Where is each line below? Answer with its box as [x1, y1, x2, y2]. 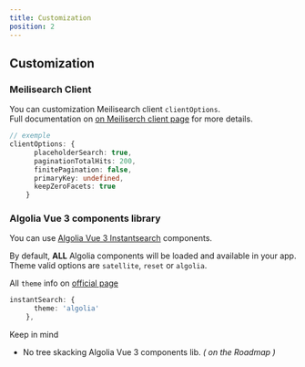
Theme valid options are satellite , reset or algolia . [9, 260, 208, 271]
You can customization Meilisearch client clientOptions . [9, 104, 221, 115]
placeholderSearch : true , [33, 148, 132, 157]
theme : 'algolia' [33, 304, 100, 313]
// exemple [9, 131, 51, 141]
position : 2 [9, 22, 55, 31]
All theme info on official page [9, 278, 118, 288]
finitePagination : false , [33, 165, 132, 174]
